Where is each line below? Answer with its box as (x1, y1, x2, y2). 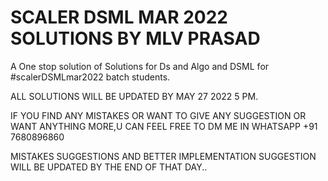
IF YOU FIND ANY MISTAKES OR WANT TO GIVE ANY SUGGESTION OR (10, 109, 307, 121)
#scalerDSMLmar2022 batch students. (10, 71, 171, 83)
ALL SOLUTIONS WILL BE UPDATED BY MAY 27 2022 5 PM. (10, 90, 259, 102)
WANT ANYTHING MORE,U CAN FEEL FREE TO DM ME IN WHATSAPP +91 (10, 120, 318, 132)
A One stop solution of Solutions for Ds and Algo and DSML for (10, 60, 270, 72)
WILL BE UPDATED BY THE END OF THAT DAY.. (10, 161, 208, 173)
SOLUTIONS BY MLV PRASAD (10, 27, 261, 50)
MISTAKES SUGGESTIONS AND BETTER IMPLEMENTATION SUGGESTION (10, 150, 317, 162)
